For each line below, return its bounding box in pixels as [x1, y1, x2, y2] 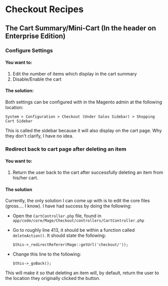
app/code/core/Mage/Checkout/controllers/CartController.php [12, 218, 145, 224]
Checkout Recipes [5, 4, 84, 15]
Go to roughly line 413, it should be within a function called [12, 227, 135, 233]
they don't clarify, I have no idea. [5, 133, 74, 139]
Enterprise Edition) [5, 31, 66, 40]
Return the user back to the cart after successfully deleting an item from [12, 169, 163, 175]
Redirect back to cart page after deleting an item [5, 146, 127, 153]
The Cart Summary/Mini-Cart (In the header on [5, 24, 156, 32]
